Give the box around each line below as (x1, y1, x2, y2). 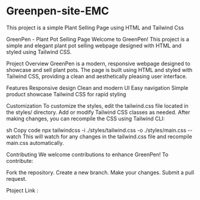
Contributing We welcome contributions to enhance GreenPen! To (6, 151, 169, 158)
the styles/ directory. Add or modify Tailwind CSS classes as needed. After (6, 108, 190, 116)
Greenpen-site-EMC (6, 4, 110, 18)
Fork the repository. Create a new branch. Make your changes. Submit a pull (6, 169, 195, 176)
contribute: (6, 157, 34, 164)
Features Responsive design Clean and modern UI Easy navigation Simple (6, 84, 189, 91)
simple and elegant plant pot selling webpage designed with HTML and (6, 42, 181, 49)
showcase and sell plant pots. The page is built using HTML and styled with (6, 66, 193, 73)
